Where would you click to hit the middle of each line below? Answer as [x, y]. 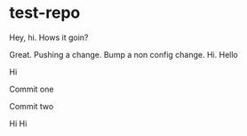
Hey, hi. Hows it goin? [49, 37]
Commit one [32, 89]
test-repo [45, 13]
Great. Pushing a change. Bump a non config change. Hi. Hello [123, 54]
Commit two [32, 106]
